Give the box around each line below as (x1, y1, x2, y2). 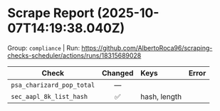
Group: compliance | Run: (7, 43, 80, 52)
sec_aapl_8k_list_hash (11, 92, 88, 100)
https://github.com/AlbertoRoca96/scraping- (81, 43, 213, 52)
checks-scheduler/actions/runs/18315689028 (7, 51, 142, 60)
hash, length (140, 91, 182, 101)
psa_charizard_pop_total (11, 80, 95, 89)
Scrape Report (7, 5, 95, 21)
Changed (102, 68, 134, 78)
